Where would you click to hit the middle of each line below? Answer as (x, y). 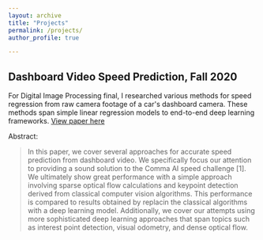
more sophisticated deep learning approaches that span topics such (139, 219)
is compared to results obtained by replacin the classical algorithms (137, 202)
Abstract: (23, 136)
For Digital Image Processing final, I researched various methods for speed (130, 96)
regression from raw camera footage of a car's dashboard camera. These (128, 105)
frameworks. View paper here (56, 121)
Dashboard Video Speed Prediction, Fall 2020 (123, 76)
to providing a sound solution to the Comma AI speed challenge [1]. (137, 169)
